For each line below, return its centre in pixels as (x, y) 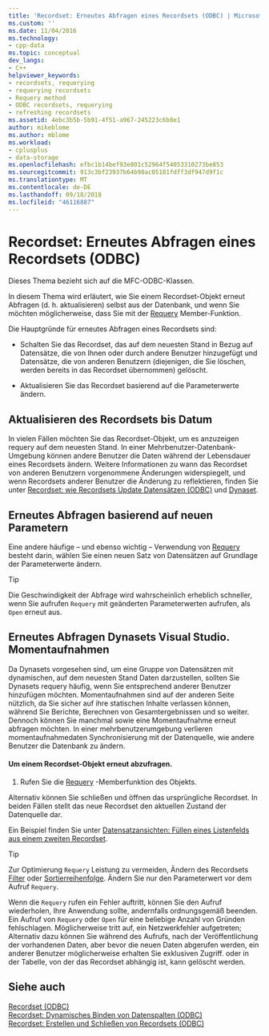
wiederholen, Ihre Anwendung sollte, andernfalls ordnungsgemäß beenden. (133, 911)
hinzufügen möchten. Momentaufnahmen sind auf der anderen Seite (121, 694)
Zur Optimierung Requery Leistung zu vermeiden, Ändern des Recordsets (128, 870)
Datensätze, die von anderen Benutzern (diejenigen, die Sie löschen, (133, 362)
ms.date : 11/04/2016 (43, 30)
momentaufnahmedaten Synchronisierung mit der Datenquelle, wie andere (131, 737)
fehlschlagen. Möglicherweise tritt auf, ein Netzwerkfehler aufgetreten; (125, 928)
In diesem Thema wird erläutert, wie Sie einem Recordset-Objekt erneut (127, 297)
